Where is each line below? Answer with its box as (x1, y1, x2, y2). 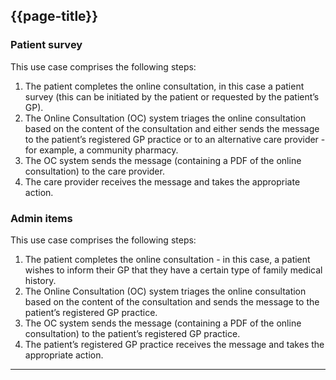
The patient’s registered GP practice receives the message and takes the (24, 338, 325, 350)
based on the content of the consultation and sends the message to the (24, 295, 320, 308)
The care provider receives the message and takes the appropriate (24, 175, 301, 188)
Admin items (10, 211, 73, 225)
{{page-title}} (10, 8, 99, 25)
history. (24, 274, 57, 286)
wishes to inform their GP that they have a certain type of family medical (24, 264, 323, 276)
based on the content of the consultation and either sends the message (24, 122, 320, 134)
